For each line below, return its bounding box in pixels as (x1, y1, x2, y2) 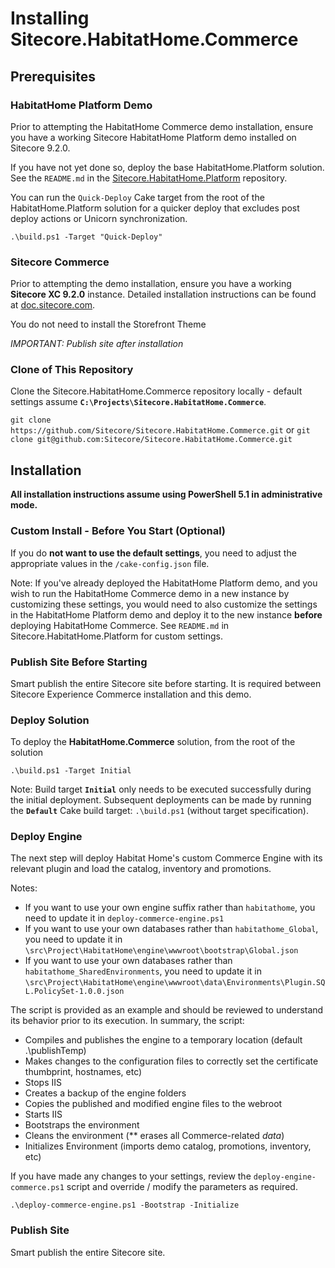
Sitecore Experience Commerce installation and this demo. (10, 688, 252, 700)
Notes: (10, 882, 38, 894)
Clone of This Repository (10, 363, 134, 377)
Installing (10, 7, 90, 30)
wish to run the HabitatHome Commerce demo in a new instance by (10, 587, 290, 599)
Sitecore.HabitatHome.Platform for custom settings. (10, 630, 223, 642)
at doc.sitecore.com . (10, 299, 96, 311)
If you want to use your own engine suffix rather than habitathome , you (24, 902, 316, 914)
